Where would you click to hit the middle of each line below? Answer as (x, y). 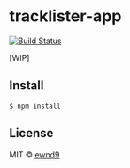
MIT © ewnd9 (34, 154)
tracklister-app (65, 16)
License (31, 133)
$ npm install (35, 106)
